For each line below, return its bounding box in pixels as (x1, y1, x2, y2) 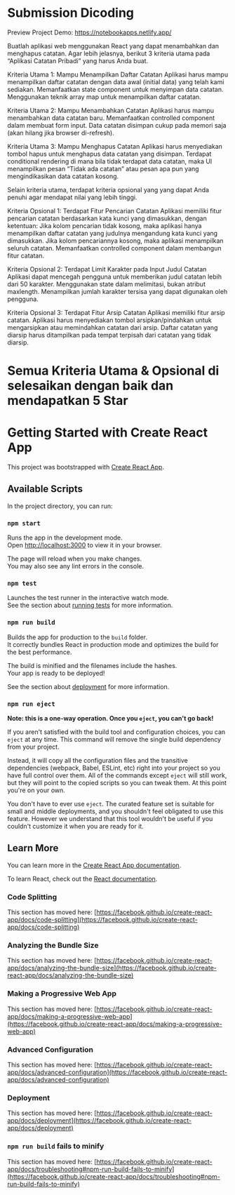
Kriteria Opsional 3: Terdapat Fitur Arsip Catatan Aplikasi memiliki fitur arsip (7, 308, 226, 316)
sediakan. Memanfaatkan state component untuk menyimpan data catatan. (7, 85, 224, 93)
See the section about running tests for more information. (7, 601, 173, 610)
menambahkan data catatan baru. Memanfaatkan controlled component (7, 114, 215, 122)
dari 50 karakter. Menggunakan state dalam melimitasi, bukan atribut (7, 279, 206, 288)
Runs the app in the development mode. (7, 533, 123, 542)
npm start (7, 519, 41, 527)
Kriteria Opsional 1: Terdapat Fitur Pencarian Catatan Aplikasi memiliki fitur (7, 206, 222, 215)
